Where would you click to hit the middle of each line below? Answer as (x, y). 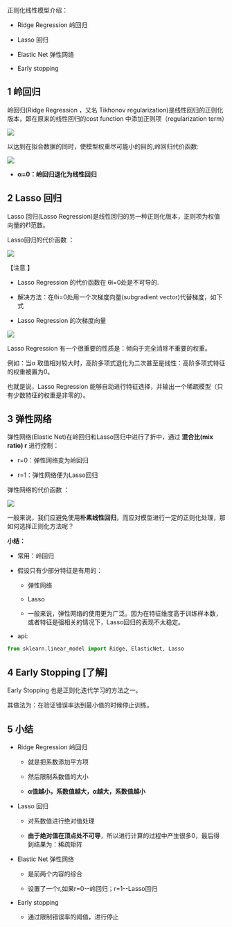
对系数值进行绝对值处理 (61, 821)
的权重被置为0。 (30, 371)
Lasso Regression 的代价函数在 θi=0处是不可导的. (88, 282)
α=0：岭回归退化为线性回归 (57, 174)
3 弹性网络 (29, 419)
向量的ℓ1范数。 (28, 225)
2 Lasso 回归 (35, 198)
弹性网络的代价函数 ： (38, 490)
